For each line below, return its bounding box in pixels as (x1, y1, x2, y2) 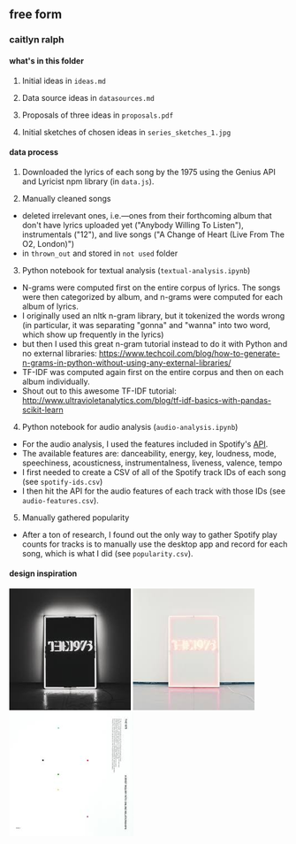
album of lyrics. (21, 301, 80, 311)
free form (9, 7, 63, 22)
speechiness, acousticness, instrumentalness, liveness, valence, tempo (21, 457, 283, 468)
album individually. (21, 376, 90, 387)
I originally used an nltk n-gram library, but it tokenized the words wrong (21, 310, 285, 321)
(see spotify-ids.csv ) (21, 476, 103, 487)
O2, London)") (21, 238, 75, 249)
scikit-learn (21, 404, 64, 415)
